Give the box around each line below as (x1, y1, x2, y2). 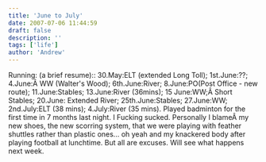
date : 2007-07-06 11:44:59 (8, 19, 98, 27)
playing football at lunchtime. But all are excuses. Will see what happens (8, 138, 245, 147)
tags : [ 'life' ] (8, 41, 59, 49)
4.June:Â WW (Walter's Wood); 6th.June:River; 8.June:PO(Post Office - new (8, 79, 258, 88)
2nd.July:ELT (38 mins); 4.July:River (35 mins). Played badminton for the (8, 104, 246, 114)
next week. (8, 146, 44, 156)
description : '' (8, 33, 62, 42)
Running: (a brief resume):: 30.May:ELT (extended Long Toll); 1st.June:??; (8, 71, 249, 79)
